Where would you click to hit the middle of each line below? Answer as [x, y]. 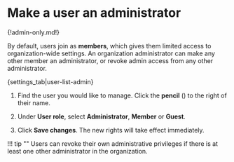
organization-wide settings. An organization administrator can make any [111, 53]
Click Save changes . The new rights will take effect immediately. [111, 130]
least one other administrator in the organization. [78, 151]
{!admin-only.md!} [34, 32]
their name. [34, 102]
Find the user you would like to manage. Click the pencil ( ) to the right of [122, 95]
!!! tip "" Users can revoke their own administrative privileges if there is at [113, 143]
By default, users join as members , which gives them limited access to [109, 46]
